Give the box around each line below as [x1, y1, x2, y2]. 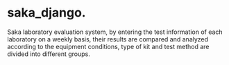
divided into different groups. [7, 50, 90, 58]
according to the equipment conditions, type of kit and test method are [7, 42, 210, 50]
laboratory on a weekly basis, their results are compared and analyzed [7, 35, 209, 43]
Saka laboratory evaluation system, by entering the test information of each [7, 28, 223, 36]
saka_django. [7, 5, 86, 21]
